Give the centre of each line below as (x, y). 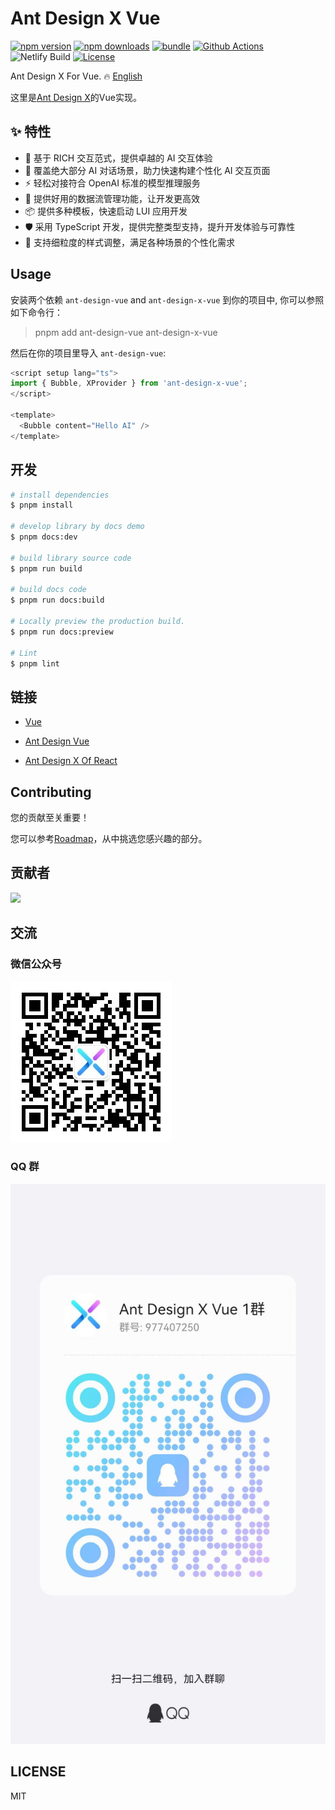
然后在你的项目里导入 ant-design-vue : (88, 353)
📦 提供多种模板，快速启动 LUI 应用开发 (106, 211)
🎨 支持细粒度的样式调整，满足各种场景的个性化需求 (129, 242)
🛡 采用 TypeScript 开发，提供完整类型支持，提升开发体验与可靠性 (160, 226)
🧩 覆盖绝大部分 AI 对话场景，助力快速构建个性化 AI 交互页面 (147, 170)
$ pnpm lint (35, 663)
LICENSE (38, 1772)
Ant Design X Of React (71, 761)
